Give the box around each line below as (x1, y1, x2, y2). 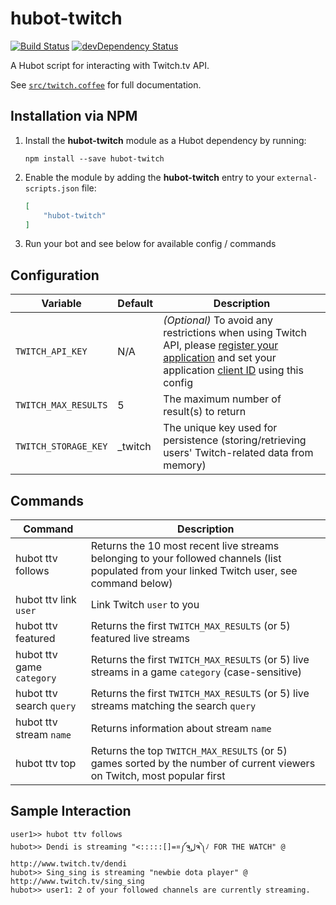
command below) (90, 577, 173, 590)
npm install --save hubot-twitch (24, 153, 165, 164)
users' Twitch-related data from (163, 446, 314, 460)
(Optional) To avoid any (163, 313, 274, 327)
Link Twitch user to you (90, 598, 200, 611)
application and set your (163, 351, 277, 365)
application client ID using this (163, 363, 304, 377)
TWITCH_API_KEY (15, 346, 88, 357)
